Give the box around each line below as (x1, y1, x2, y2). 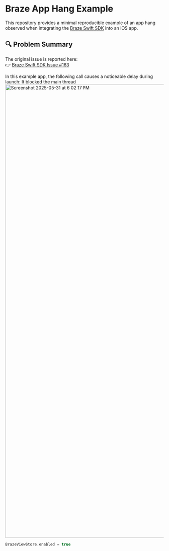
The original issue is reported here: (5, 56, 78, 62)
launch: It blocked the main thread (5, 78, 76, 84)
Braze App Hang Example (5, 3, 114, 15)
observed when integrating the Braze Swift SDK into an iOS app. (5, 25, 138, 31)
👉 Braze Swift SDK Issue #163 (5, 61, 69, 68)
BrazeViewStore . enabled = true (5, 541, 71, 547)
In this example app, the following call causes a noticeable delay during (5, 73, 153, 79)
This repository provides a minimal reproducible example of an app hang (5, 20, 156, 26)
